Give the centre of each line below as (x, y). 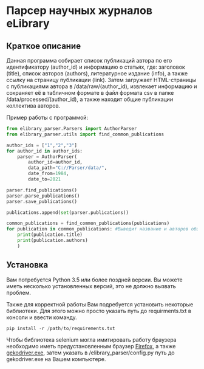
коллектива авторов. (33, 106)
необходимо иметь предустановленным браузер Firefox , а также (91, 347)
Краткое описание (43, 46)
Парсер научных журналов (80, 11)
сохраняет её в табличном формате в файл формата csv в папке (90, 93)
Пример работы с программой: (47, 117)
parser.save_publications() (42, 201)
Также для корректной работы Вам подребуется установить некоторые (100, 304)
